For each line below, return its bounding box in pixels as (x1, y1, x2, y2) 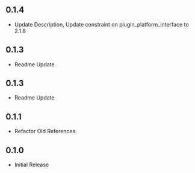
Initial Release (14, 161, 49, 168)
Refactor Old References (14, 128, 76, 135)
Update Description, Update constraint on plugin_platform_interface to (14, 20, 189, 28)
